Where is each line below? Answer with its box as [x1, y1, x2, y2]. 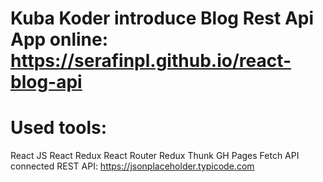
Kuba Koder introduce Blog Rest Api [10, 7, 315, 30]
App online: [10, 28, 109, 51]
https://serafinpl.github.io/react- [10, 50, 292, 72]
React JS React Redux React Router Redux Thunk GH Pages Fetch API [10, 150, 300, 162]
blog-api [10, 71, 83, 94]
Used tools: [10, 117, 108, 139]
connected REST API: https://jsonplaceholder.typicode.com [10, 160, 255, 172]
